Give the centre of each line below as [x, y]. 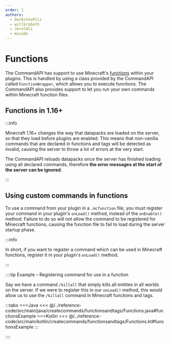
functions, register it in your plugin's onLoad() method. [62, 255]
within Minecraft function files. [37, 94]
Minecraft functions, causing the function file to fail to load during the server [85, 224]
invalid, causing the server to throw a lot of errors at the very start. [75, 149]
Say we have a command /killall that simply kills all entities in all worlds [82, 284]
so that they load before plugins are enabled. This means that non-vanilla [82, 138]
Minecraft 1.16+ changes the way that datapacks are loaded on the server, [82, 133]
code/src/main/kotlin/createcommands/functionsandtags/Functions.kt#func [85, 321]
